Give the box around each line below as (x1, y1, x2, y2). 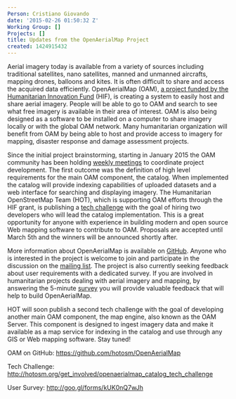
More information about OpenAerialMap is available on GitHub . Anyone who (7, 247, 227, 255)
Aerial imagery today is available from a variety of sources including (7, 63, 204, 70)
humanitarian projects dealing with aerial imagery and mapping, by (7, 277, 200, 285)
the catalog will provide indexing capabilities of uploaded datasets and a (7, 181, 216, 189)
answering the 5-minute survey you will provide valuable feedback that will (7, 284, 224, 292)
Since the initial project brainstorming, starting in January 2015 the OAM (7, 151, 216, 159)
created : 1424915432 (7, 43, 68, 50)
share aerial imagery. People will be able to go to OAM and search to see (7, 100, 218, 108)
